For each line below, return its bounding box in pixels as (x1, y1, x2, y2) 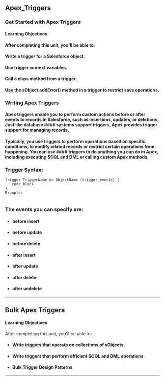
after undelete (12, 286, 42, 292)
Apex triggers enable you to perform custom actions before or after (5, 112, 146, 117)
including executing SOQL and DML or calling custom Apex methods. (5, 154, 149, 160)
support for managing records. (5, 127, 70, 133)
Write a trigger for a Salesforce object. (5, 54, 85, 59)
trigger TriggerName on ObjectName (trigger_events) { (5, 177, 120, 182)
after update (12, 263, 38, 269)
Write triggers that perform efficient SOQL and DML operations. (12, 353, 145, 359)
